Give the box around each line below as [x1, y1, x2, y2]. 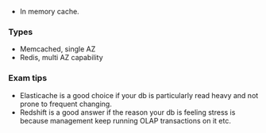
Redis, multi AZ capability [19, 53, 103, 63]
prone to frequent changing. [19, 99, 113, 108]
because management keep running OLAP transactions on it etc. [19, 116, 232, 125]
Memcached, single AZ [19, 44, 96, 54]
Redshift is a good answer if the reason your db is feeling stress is [19, 107, 236, 117]
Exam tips [8, 73, 48, 84]
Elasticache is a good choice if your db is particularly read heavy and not [19, 90, 259, 100]
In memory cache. [19, 7, 79, 16]
